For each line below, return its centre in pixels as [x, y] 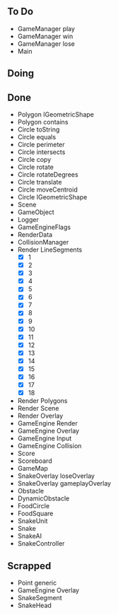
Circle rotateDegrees [48, 175]
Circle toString [39, 129]
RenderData [35, 235]
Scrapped [29, 566]
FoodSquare [35, 514]
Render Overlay [40, 416]
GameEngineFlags [44, 227]
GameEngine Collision [49, 446]
